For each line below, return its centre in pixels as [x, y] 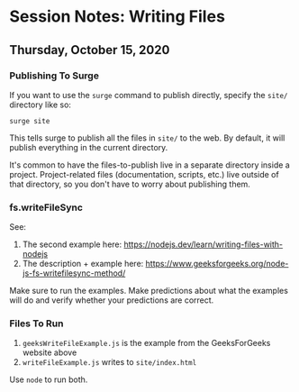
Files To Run [36, 324]
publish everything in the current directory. [89, 147]
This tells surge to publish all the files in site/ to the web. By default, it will [147, 138]
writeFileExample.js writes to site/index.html [109, 362]
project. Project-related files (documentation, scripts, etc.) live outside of [144, 174]
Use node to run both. [49, 379]
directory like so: [41, 105]
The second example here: [72, 244]
